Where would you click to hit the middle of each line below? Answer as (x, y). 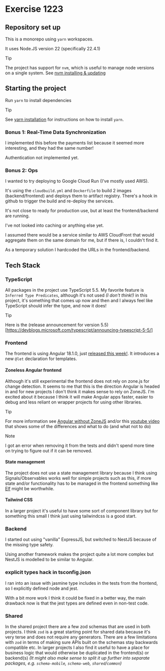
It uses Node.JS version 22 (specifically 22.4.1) (53, 49)
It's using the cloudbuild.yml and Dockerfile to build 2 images (68, 191)
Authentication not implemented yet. (42, 158)
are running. (17, 216)
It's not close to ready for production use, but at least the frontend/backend (82, 211)
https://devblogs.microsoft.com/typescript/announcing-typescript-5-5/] (80, 330)
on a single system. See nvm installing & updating (55, 73)
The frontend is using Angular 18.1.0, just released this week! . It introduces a (82, 354)
